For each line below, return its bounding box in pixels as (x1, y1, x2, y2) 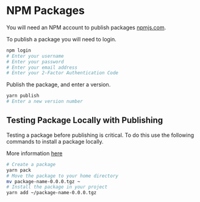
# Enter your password (6, 58, 64, 64)
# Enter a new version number (6, 99, 84, 105)
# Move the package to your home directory (6, 173, 119, 179)
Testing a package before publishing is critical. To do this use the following (6, 131, 195, 139)
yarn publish (6, 92, 40, 99)
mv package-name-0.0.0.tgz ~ (6, 178, 80, 184)
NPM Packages (6, 4, 85, 18)
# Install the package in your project (6, 184, 108, 190)
